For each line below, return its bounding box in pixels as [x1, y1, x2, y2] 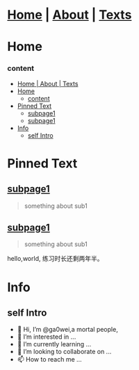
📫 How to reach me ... [17, 355, 82, 364]
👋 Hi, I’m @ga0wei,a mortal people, [17, 325, 118, 334]
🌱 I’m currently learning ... [17, 340, 92, 348]
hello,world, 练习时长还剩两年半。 [7, 255, 104, 263]
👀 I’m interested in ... [17, 332, 76, 341]
